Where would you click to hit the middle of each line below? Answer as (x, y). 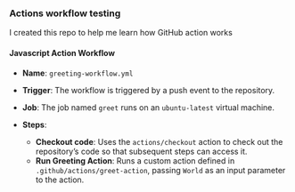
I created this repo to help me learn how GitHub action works (121, 33)
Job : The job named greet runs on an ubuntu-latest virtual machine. (148, 107)
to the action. (60, 180)
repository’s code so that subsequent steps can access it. (141, 151)
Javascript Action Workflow (62, 52)
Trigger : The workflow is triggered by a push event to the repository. (148, 90)
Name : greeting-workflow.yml (78, 73)
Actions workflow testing (65, 13)
